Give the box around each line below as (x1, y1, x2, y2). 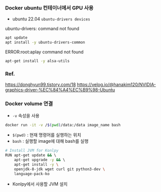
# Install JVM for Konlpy (5, 148, 58, 153)
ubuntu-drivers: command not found (5, 26, 79, 32)
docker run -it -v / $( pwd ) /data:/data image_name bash (5, 122, 121, 127)
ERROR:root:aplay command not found (5, 49, 84, 55)
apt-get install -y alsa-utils (5, 59, 70, 64)
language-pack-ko (14, 171, 50, 176)
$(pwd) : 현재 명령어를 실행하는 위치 (12, 132, 82, 138)
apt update (5, 35, 28, 40)
